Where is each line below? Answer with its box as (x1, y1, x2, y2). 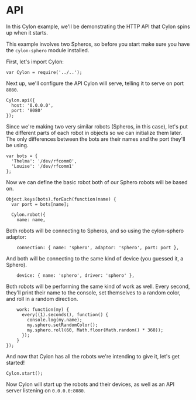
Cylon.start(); (6, 370, 43, 376)
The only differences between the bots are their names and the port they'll (6, 135, 185, 143)
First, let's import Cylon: (6, 58, 64, 65)
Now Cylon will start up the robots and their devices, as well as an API (6, 381, 175, 388)
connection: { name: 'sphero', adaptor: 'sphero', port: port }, (16, 245, 180, 250)
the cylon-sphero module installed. (6, 46, 90, 53)
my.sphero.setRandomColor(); (27, 322, 98, 328)
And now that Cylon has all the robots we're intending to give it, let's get (6, 352, 180, 360)
